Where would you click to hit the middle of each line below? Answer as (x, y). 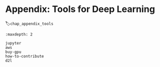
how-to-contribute (25, 56)
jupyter (13, 43)
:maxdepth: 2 (19, 34)
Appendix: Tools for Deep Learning (80, 9)
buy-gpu (13, 52)
